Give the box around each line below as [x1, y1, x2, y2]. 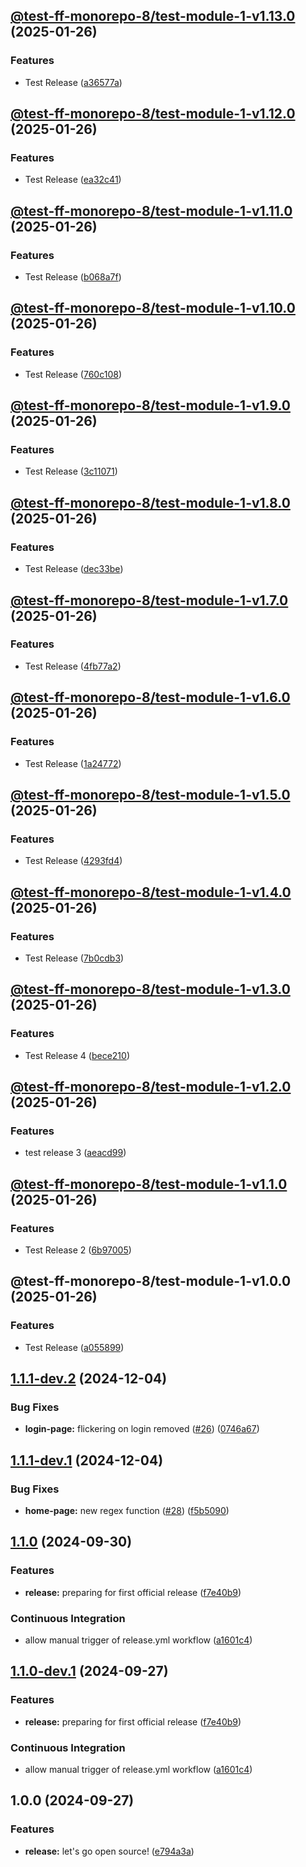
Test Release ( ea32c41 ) [24, 174, 122, 186]
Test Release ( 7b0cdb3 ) [24, 952, 125, 964]
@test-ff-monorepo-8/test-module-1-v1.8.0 [10, 494, 291, 511]
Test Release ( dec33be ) [24, 563, 124, 575]
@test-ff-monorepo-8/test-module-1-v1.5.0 [10, 786, 291, 803]
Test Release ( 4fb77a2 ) [24, 660, 122, 672]
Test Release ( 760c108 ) [24, 368, 122, 380]
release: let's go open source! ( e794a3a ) [24, 1845, 195, 1857]
